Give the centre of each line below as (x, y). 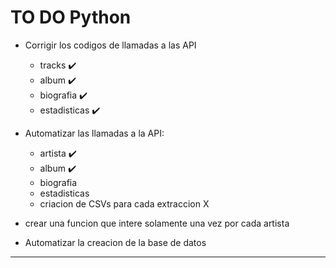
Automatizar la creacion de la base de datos (115, 242)
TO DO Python (71, 17)
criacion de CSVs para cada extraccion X (124, 203)
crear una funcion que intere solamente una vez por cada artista (157, 223)
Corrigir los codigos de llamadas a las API (110, 45)
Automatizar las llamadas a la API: (94, 133)
